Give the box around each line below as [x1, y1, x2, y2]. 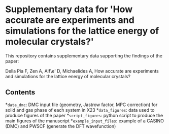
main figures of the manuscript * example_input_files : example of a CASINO [5, 118, 164, 124]
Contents [5, 88, 36, 97]
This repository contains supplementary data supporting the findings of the [5, 52, 162, 59]
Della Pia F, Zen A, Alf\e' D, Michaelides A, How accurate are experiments [5, 68, 159, 74]
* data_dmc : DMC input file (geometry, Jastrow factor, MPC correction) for [5, 102, 158, 108]
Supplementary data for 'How [5, 4, 133, 15]
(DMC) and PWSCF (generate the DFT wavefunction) [5, 123, 116, 129]
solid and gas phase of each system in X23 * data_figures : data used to [5, 107, 155, 113]
